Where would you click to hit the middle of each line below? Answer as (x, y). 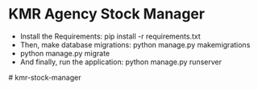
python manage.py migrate (65, 53)
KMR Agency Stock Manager (107, 14)
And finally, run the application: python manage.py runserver (121, 62)
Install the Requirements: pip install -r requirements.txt (110, 36)
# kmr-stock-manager (45, 77)
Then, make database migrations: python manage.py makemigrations (135, 44)
